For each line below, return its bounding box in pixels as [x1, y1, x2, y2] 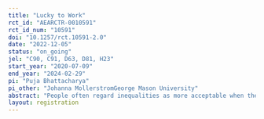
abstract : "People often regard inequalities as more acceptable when [8, 92, 244, 99]
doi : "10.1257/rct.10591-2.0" [8, 33, 108, 41]
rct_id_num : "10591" [8, 26, 76, 34]
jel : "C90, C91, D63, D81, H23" [8, 56, 114, 63]
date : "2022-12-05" [8, 41, 72, 49]
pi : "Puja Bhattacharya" [8, 77, 90, 85]
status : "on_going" [8, 48, 72, 56]
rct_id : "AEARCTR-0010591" [8, 19, 97, 27]
